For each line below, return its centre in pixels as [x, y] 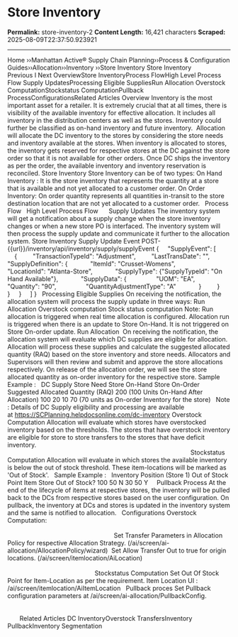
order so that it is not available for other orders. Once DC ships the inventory [119, 158]
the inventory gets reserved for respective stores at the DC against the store [119, 151]
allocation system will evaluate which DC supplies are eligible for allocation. [118, 339]
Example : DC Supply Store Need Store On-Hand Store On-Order [103, 384]
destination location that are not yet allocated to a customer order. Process [118, 203]
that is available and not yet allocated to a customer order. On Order [106, 188]
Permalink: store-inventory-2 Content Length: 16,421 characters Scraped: [117, 32]
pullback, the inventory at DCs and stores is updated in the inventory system [119, 505]
